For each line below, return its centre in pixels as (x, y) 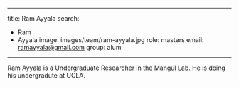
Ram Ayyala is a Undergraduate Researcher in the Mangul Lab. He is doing (116, 68)
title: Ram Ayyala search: (43, 18)
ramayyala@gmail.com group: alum (69, 47)
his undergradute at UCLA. (47, 75)
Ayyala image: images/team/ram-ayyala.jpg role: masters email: (111, 40)
